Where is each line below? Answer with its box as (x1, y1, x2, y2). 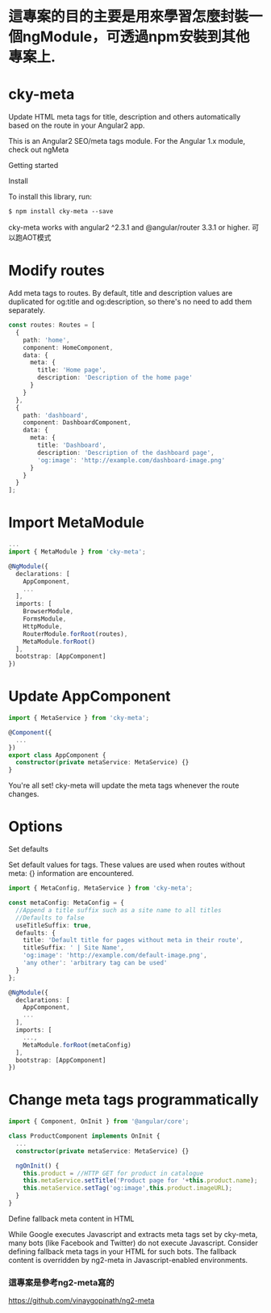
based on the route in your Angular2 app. (8, 120, 145, 130)
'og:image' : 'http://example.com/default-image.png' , (23, 951, 207, 960)
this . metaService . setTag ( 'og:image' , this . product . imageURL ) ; (23, 1185, 232, 1193)
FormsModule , (23, 615, 67, 623)
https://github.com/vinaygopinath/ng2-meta (8, 1296, 155, 1306)
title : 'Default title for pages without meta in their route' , (23, 936, 244, 945)
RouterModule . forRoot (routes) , (23, 629, 128, 638)
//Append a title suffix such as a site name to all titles (15, 906, 222, 914)
